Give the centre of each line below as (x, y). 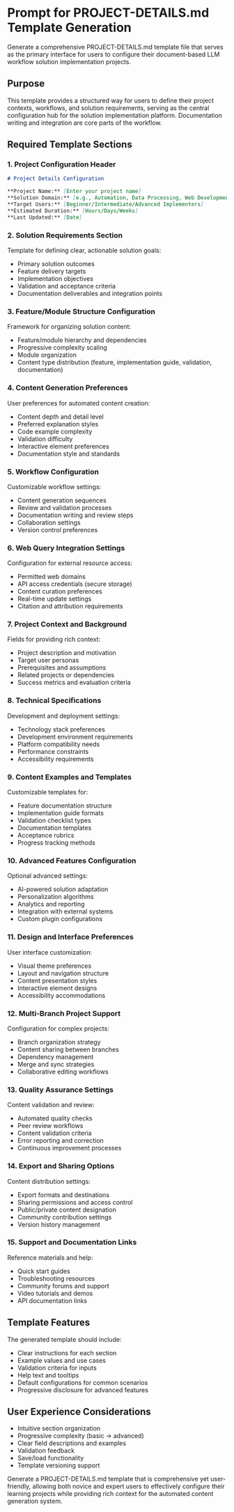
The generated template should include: (64, 1339)
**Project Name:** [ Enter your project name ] (74, 192)
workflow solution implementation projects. (69, 61)
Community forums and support (63, 1286)
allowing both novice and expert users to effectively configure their (128, 1486)
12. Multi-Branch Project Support (64, 1013)
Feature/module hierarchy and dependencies (82, 340)
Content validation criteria (54, 1133)
